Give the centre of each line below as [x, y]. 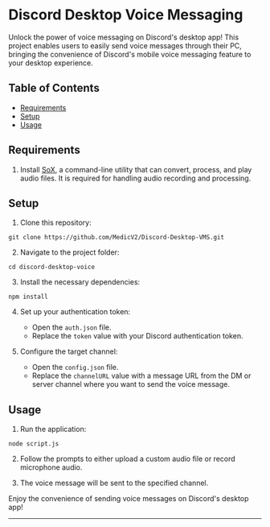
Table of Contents [54, 88]
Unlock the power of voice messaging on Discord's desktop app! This [124, 37]
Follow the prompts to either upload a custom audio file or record [127, 459]
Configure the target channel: [69, 351]
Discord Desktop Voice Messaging [126, 15]
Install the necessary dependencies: [80, 282]
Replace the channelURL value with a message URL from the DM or [141, 376]
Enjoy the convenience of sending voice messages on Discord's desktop [129, 499]
